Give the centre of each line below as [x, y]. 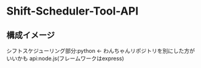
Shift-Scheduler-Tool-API [73, 11]
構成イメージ [31, 35]
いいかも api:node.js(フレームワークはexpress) [65, 58]
